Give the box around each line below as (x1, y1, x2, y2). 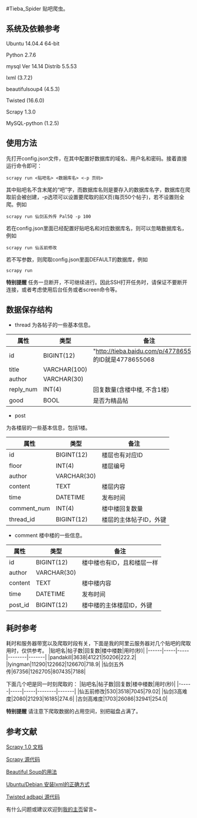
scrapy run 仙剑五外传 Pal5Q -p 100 (6, 213, 91, 219)
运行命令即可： (6, 162, 42, 169)
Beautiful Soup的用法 (6, 769, 57, 776)
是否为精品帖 (93, 397, 129, 405)
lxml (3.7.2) (6, 74, 33, 81)
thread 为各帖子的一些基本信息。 (14, 321, 94, 328)
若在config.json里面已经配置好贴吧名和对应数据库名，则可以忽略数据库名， (6, 224, 188, 232)
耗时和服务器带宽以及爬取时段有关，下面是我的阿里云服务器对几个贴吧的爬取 (6, 640, 191, 647)
